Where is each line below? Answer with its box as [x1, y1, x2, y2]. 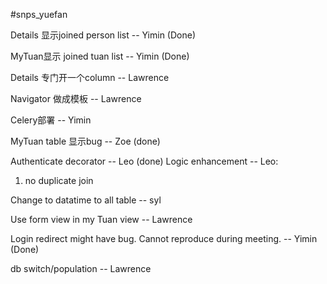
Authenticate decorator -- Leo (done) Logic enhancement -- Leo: [10, 155, 279, 167]
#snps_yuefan [10, 9, 68, 20]
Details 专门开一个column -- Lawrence [10, 72, 170, 83]
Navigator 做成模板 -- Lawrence [10, 93, 142, 104]
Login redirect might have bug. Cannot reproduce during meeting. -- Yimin [10, 233, 318, 244]
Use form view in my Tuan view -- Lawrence [10, 214, 193, 225]
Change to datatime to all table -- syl [10, 194, 162, 206]
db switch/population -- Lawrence [10, 263, 152, 274]
